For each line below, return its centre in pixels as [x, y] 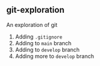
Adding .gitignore [39, 37]
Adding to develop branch [47, 50]
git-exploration [35, 10]
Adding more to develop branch [55, 56]
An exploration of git [32, 24]
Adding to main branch [43, 43]
